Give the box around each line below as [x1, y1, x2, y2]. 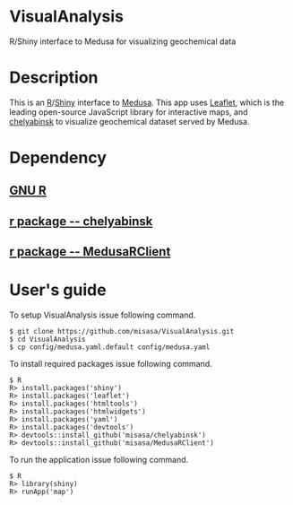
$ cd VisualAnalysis [9, 335, 87, 344]
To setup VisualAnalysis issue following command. [9, 309, 196, 320]
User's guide [9, 280, 107, 300]
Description [9, 67, 99, 88]
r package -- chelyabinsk [9, 213, 153, 229]
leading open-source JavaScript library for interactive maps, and [9, 106, 248, 118]
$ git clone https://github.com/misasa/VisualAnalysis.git [9, 327, 235, 336]
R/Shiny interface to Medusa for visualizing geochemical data [9, 36, 237, 47]
